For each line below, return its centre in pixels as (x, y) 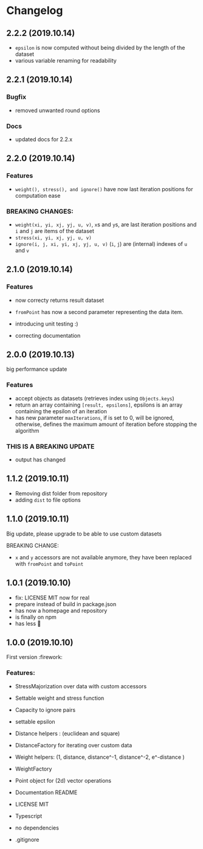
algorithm (27, 430)
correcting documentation (48, 335)
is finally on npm (36, 617)
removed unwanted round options (57, 110)
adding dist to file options (48, 500)
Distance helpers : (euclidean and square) (67, 733)
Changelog (35, 11)
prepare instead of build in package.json (66, 604)
